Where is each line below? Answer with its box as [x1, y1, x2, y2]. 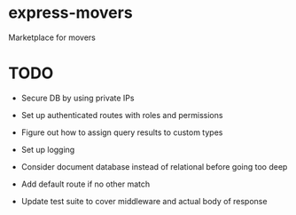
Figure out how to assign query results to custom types [20, 127, 223, 138]
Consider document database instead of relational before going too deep [20, 161, 288, 171]
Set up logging [20, 144, 75, 155]
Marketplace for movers [8, 32, 97, 43]
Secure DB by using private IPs [20, 92, 135, 103]
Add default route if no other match [20, 179, 151, 189]
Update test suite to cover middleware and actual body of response [20, 195, 268, 206]
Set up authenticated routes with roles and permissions [20, 109, 223, 120]
